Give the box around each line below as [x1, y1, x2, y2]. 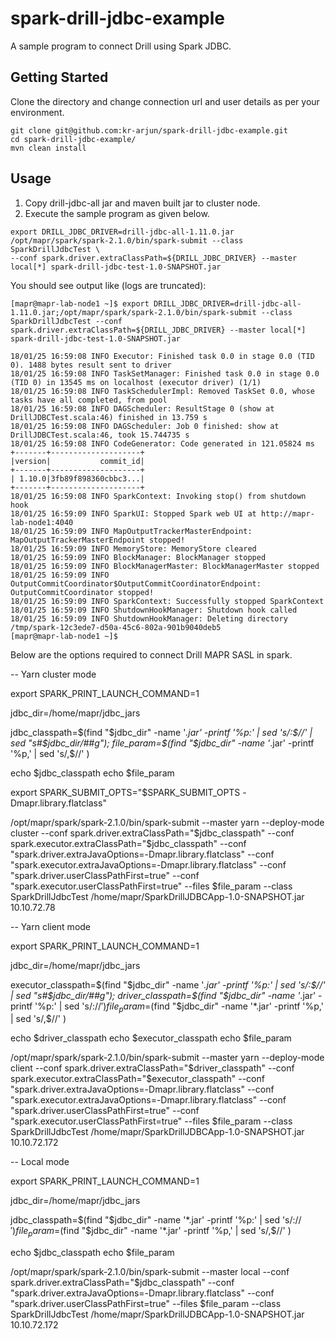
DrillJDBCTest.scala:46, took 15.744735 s [10, 430, 190, 440]
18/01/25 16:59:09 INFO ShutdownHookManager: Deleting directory [10, 613, 288, 624]
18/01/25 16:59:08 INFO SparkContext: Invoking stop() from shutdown [10, 491, 307, 501]
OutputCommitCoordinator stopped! [10, 587, 155, 597]
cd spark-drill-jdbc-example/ [10, 134, 137, 144]
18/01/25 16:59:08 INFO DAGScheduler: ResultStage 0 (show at [10, 403, 275, 414]
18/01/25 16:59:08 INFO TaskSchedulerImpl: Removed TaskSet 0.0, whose [10, 386, 315, 396]
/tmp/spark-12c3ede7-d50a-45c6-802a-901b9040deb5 [10, 622, 222, 632]
